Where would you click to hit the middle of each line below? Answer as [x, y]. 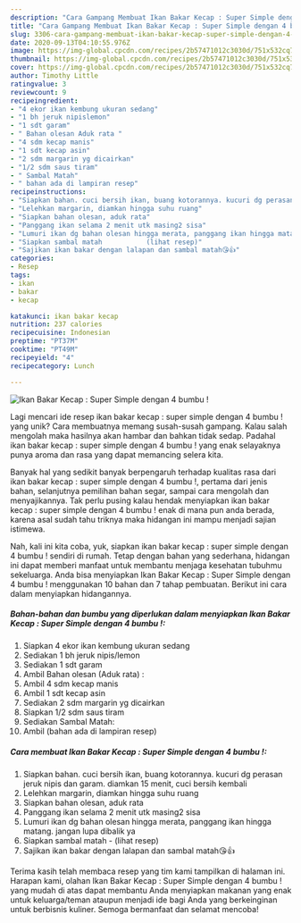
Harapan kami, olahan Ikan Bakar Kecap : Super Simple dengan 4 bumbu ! [146, 881]
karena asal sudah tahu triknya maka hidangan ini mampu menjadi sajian [143, 519]
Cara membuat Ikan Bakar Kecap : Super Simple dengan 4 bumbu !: [138, 752]
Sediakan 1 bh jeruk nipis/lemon [82, 655]
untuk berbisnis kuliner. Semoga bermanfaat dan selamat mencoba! [134, 910]
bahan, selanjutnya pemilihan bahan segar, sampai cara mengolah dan [140, 491]
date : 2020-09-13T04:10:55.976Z [70, 42]
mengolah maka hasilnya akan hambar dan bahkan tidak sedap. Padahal [143, 435]
